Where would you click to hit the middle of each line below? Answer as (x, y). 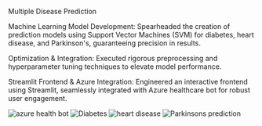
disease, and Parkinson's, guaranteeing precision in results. (105, 43)
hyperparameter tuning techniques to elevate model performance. (115, 67)
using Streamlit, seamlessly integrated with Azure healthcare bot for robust (129, 90)
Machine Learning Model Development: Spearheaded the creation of (119, 26)
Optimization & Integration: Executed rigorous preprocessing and (113, 58)
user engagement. (38, 98)
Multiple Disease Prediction (52, 11)
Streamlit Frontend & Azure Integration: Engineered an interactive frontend (128, 82)
